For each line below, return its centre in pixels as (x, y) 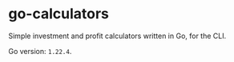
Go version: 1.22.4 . (40, 51)
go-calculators (59, 14)
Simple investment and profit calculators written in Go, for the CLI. (117, 36)
